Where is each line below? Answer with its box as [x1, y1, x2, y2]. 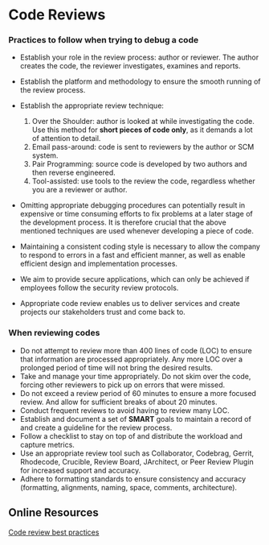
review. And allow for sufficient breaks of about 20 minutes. [19, 397, 218, 407]
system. [31, 151, 59, 160]
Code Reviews [8, 6, 106, 24]
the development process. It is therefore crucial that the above [19, 217, 226, 227]
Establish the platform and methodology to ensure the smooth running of [19, 76, 261, 86]
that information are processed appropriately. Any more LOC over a [19, 354, 243, 364]
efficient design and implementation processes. [19, 259, 178, 269]
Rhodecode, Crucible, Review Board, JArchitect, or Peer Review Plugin [19, 456, 255, 466]
